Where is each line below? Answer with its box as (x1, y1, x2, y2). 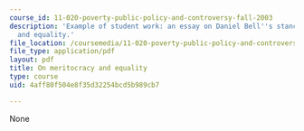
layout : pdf (9, 55, 54, 64)
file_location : (9, 38, 67, 48)
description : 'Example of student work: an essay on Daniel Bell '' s (9, 22, 273, 31)
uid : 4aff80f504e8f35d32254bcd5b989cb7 (9, 80, 160, 89)
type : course (9, 72, 59, 81)
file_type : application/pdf (9, 47, 116, 56)
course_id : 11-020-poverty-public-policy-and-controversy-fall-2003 (9, 13, 273, 23)
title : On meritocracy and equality (9, 64, 147, 73)
